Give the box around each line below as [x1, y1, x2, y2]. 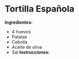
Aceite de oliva [11, 44, 42, 50]
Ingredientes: [4, 19, 33, 25]
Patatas [11, 34, 27, 40]
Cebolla [11, 39, 27, 44]
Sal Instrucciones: [11, 49, 50, 55]
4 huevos [11, 29, 31, 34]
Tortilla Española [4, 3, 75, 15]
